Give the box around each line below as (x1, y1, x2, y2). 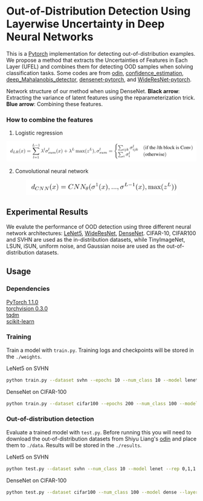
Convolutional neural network (14, 168, 89, 175)
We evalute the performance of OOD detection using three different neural (6, 223, 192, 230)
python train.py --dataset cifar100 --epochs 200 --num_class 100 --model (6, 400, 199, 406)
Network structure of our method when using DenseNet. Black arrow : (6, 87, 180, 95)
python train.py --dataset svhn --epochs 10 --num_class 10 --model (6, 377, 182, 383)
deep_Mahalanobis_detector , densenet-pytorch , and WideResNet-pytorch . (6, 76, 192, 83)
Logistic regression (14, 129, 63, 137)
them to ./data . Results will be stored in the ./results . (6, 441, 142, 449)
